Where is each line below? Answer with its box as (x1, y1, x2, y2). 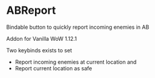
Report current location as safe (14, 64, 92, 72)
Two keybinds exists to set (6, 46, 72, 54)
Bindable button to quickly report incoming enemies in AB (6, 23, 150, 31)
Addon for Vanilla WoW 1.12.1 (6, 35, 77, 42)
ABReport (6, 4, 56, 17)
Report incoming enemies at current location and (14, 58, 137, 65)
